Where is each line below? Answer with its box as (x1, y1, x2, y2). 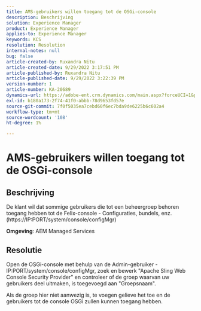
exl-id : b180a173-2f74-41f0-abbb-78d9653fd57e (6, 97, 124, 103)
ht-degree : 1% (6, 120, 42, 126)
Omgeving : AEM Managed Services (6, 228, 95, 235)
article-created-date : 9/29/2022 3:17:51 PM (6, 64, 119, 71)
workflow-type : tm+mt (6, 109, 60, 115)
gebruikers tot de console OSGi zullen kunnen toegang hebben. (6, 297, 163, 305)
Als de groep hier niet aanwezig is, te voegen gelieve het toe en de (6, 291, 170, 298)
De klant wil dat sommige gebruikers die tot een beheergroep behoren (6, 203, 179, 211)
